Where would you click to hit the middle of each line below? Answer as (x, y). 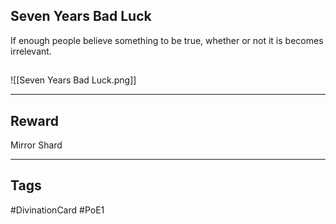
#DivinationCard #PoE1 (57, 210)
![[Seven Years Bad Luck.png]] (73, 80)
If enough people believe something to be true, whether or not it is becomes (167, 40)
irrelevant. (31, 51)
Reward (35, 120)
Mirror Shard (36, 145)
